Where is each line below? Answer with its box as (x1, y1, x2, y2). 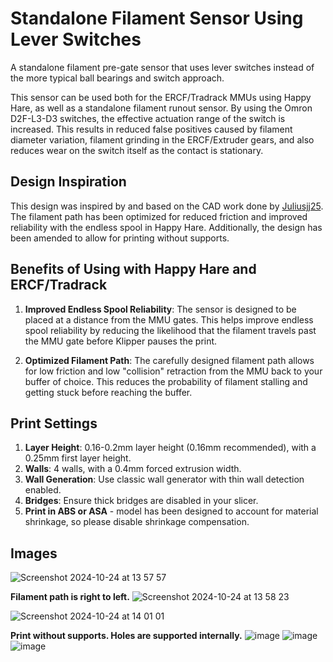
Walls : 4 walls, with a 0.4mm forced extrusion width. (24, 463, 242, 475)
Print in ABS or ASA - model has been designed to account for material (24, 505, 319, 517)
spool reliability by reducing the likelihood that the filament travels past (24, 324, 317, 336)
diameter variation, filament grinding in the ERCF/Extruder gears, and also (10, 133, 315, 146)
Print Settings (10, 415, 98, 432)
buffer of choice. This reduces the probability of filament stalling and (24, 375, 308, 387)
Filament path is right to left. (10, 591, 130, 603)
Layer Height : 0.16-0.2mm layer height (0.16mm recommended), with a (24, 442, 317, 454)
